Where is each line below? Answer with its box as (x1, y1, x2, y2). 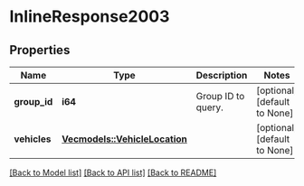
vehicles (14, 133, 52, 145)
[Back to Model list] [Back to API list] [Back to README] (9, 167, 217, 178)
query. (195, 101, 224, 114)
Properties (9, 42, 71, 58)
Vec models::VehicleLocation (62, 133, 187, 145)
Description (195, 70, 248, 81)
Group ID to (195, 90, 245, 102)
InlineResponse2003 (9, 6, 170, 27)
